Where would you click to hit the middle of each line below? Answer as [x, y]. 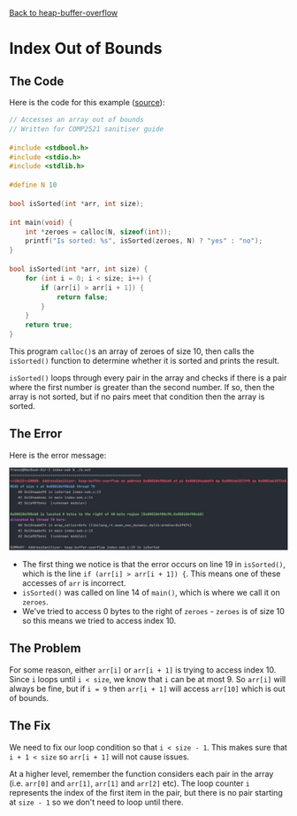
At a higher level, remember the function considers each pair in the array [141, 774]
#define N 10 [33, 185]
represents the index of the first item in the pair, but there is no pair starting [146, 792]
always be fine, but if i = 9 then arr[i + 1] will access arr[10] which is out [147, 689]
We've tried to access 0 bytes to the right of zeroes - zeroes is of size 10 [153, 611]
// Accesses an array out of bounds [76, 119]
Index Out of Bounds [86, 49]
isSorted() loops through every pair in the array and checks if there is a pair [148, 378]
